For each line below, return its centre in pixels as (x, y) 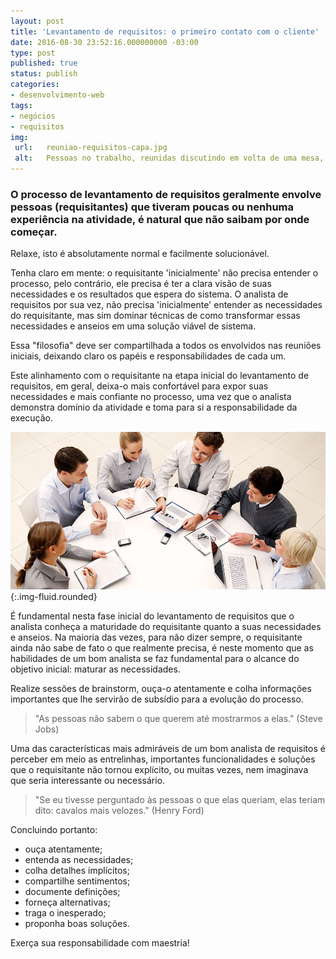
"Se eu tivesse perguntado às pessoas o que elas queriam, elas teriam (180, 800)
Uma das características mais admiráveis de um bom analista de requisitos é (168, 749)
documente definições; (72, 892)
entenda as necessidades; (79, 860)
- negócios (33, 116)
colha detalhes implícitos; (77, 871)
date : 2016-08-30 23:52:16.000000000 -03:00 (104, 42)
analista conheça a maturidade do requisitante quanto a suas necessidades (166, 627)
